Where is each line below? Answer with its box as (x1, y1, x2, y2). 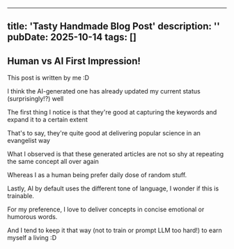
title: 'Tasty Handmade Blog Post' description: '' (7, 20, 221, 32)
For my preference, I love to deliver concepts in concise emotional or (7, 205, 205, 213)
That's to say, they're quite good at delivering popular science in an (7, 129, 201, 137)
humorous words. (7, 213, 58, 221)
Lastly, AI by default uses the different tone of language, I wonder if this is (7, 184, 219, 193)
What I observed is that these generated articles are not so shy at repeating (7, 150, 224, 158)
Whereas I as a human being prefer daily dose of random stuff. (7, 171, 187, 179)
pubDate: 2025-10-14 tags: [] (7, 31, 137, 43)
